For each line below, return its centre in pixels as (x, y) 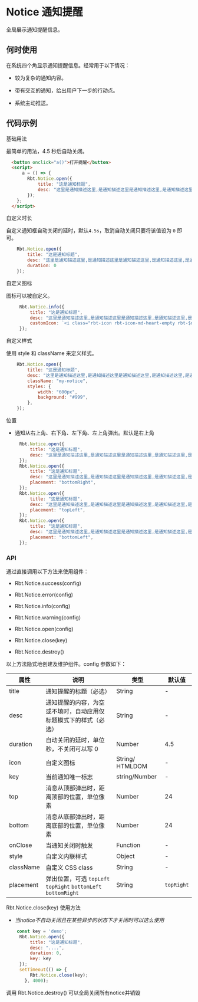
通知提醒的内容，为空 (75, 702)
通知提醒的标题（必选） (78, 691)
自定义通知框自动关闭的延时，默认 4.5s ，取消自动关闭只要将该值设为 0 (91, 231)
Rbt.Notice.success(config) (48, 583)
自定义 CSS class (69, 868)
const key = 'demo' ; (42, 931)
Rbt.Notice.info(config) (42, 606)
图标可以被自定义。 (29, 295)
